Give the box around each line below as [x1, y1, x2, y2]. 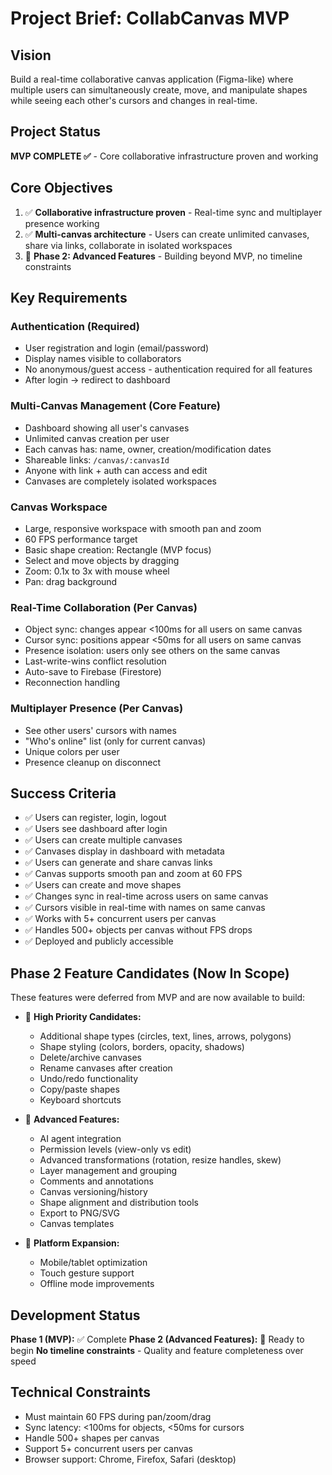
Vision [10, 47, 52, 64]
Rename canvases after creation [39, 1062, 173, 1074]
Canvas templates [39, 1218, 115, 1230]
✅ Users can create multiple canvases [24, 834, 183, 846]
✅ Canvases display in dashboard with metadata [24, 845, 225, 857]
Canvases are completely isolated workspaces [24, 475, 217, 487]
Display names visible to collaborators [24, 353, 182, 365]
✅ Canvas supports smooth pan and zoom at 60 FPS [24, 868, 243, 880]
